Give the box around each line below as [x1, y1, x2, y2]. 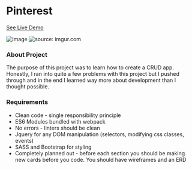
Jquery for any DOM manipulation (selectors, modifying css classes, [14, 130, 184, 138]
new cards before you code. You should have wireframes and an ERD [14, 156, 187, 163]
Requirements [6, 98, 49, 106]
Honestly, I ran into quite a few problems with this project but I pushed [6, 70, 180, 78]
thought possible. [6, 83, 50, 90]
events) [14, 137, 34, 144]
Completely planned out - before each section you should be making [14, 149, 185, 156]
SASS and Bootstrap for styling [14, 143, 92, 150]
